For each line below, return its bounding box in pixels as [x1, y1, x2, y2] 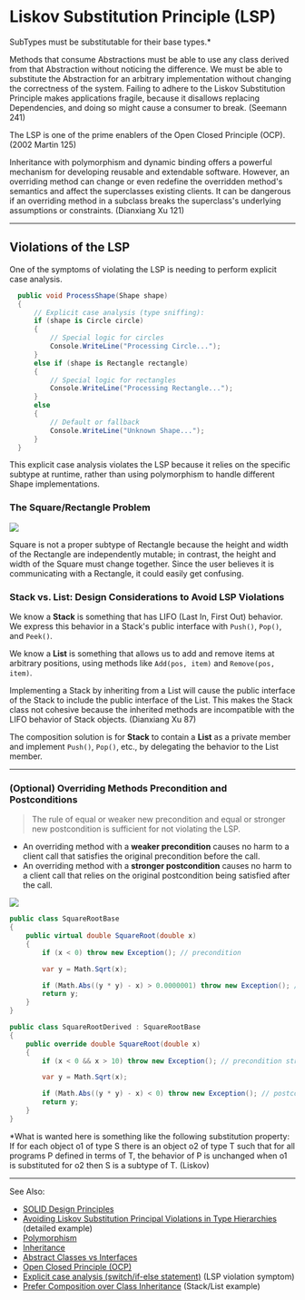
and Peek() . [9, 630, 53, 641]
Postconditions [9, 793, 78, 805]
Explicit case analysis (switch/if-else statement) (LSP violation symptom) [22, 1271, 295, 1282]
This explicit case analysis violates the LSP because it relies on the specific [9, 459, 290, 470]
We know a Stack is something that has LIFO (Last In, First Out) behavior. [9, 611, 283, 622]
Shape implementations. [9, 478, 100, 489]
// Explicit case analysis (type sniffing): [33, 308, 205, 317]
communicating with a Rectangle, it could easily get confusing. [9, 567, 244, 578]
